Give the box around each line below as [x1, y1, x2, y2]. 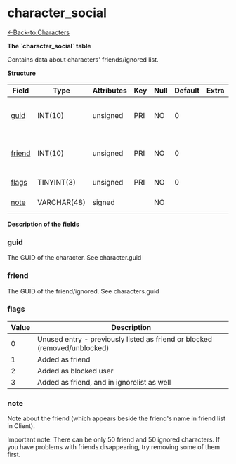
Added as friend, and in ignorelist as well [37, 377, 171, 387]
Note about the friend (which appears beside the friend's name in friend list [7, 414, 226, 423]
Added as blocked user [37, 366, 114, 376]
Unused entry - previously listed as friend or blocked [37, 334, 213, 344]
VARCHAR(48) [37, 197, 86, 207]
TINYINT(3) [37, 177, 76, 187]
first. [7, 451, 21, 459]
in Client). [7, 422, 35, 430]
